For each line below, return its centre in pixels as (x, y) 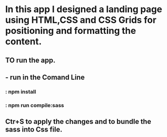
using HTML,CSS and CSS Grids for (81, 20)
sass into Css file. (34, 130)
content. (24, 42)
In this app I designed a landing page (84, 9)
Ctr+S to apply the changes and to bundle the (78, 122)
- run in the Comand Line (45, 77)
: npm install (21, 92)
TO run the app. (30, 60)
